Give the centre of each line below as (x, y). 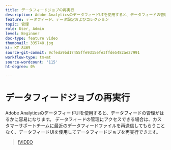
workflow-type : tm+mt (28, 57)
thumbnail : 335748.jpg (29, 43)
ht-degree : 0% (20, 67)
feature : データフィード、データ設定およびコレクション (57, 19)
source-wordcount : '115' (32, 62)
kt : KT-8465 (18, 48)
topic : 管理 (17, 24)
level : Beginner (22, 34)
